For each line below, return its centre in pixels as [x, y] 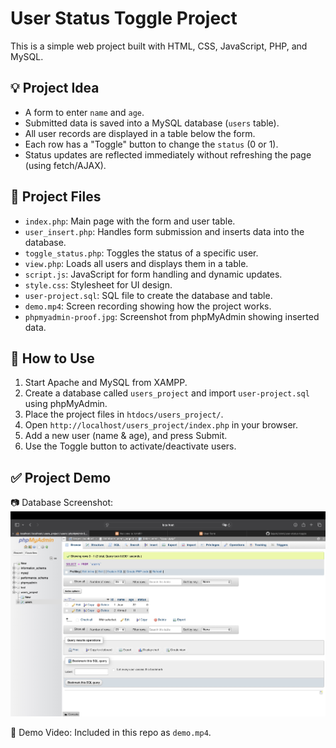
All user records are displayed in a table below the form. [140, 133]
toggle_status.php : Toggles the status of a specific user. [141, 253]
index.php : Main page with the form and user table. [130, 221]
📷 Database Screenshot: [62, 503]
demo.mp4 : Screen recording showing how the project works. [148, 306]
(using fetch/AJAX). [65, 165]
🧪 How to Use [52, 358]
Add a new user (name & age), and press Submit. [126, 436]
